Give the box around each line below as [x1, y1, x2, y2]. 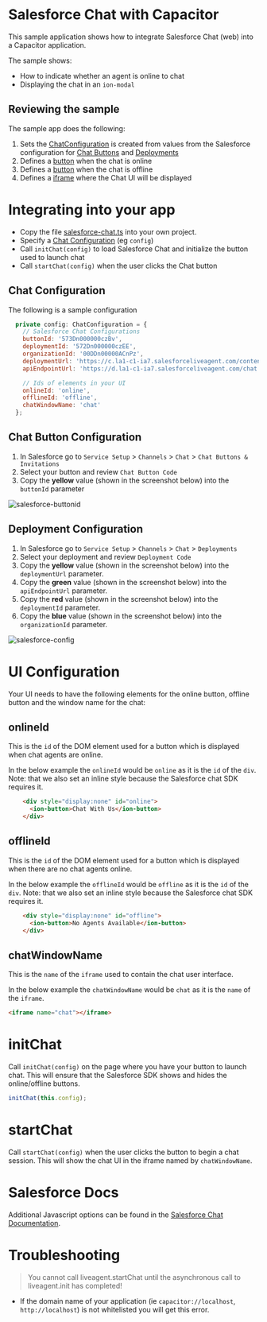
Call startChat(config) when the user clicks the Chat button [19, 261, 218, 270]
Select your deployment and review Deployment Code [19, 552, 192, 561]
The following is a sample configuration [8, 304, 137, 315]
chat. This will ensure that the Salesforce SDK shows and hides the [8, 1071, 228, 1080]
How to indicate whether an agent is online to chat [19, 71, 185, 80]
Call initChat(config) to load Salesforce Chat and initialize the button [19, 244, 249, 254]
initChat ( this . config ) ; [8, 1095, 87, 1103]
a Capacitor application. [8, 40, 87, 49]
